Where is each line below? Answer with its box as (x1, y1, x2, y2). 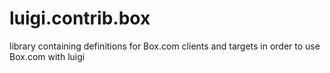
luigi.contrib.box (9, 7, 151, 30)
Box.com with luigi (9, 50, 86, 62)
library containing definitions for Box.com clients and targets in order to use (9, 40, 321, 52)
